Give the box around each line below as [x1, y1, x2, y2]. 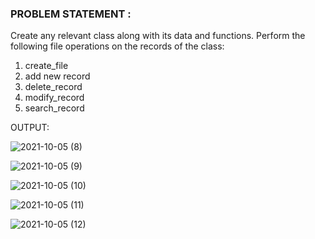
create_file [24, 60, 69, 72]
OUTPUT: [10, 122, 50, 134]
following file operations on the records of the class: [10, 40, 225, 52]
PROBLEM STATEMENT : [10, 7, 132, 21]
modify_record [24, 92, 85, 104]
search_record [24, 102, 85, 114]
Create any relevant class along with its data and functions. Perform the [10, 30, 306, 42]
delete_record [24, 81, 83, 93]
